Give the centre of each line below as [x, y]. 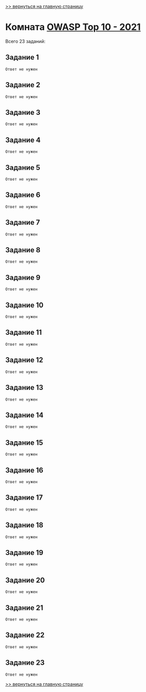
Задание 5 [23, 167]
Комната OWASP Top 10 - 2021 [73, 27]
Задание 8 [23, 250]
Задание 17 [24, 498]
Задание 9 [23, 277]
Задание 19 [24, 552]
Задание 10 [24, 305]
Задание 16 [24, 470]
